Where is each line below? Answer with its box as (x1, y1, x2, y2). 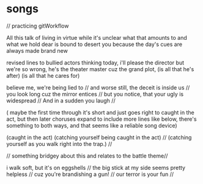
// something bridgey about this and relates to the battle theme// (6, 152, 168, 159)
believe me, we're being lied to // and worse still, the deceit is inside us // (6, 83, 190, 91)
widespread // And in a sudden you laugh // (6, 97, 116, 104)
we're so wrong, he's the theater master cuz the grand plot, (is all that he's (6, 65, 194, 72)
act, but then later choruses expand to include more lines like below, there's (6, 115, 197, 123)
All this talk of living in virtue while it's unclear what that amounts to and (6, 34, 188, 41)
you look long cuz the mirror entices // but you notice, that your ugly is (6, 90, 184, 98)
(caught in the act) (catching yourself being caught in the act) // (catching (6, 134, 192, 141)
